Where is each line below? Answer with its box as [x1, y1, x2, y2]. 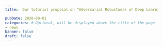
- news [5, 25, 18, 30]
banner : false [5, 30, 34, 34]
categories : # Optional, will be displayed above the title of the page [5, 20, 155, 25]
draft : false [5, 34, 32, 39]
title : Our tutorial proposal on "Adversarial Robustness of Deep [5, 7, 145, 12]
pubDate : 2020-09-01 [5, 15, 47, 21]
